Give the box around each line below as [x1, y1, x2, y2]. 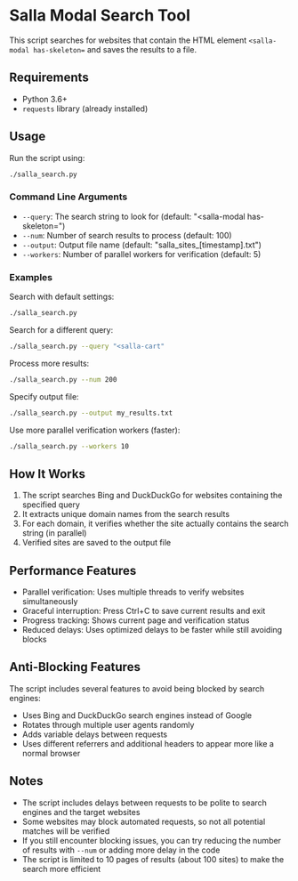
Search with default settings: [9, 291, 115, 303]
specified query [21, 499, 80, 510]
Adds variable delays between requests [21, 729, 167, 740]
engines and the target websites [21, 806, 141, 817]
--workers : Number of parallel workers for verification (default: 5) [21, 248, 262, 259]
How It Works [9, 466, 86, 481]
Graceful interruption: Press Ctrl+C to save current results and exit [21, 606, 266, 617]
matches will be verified [21, 825, 110, 837]
